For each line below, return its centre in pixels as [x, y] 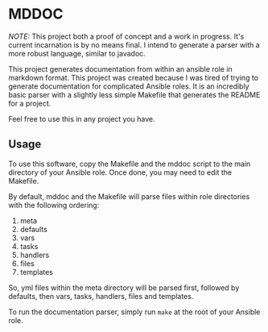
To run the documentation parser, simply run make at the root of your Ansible [134, 312]
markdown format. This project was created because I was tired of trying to [134, 77]
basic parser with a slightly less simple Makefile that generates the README [134, 94]
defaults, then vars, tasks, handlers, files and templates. [101, 296]
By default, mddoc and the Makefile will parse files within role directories [129, 196]
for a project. [30, 103]
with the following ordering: [54, 205]
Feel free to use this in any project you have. [82, 118]
